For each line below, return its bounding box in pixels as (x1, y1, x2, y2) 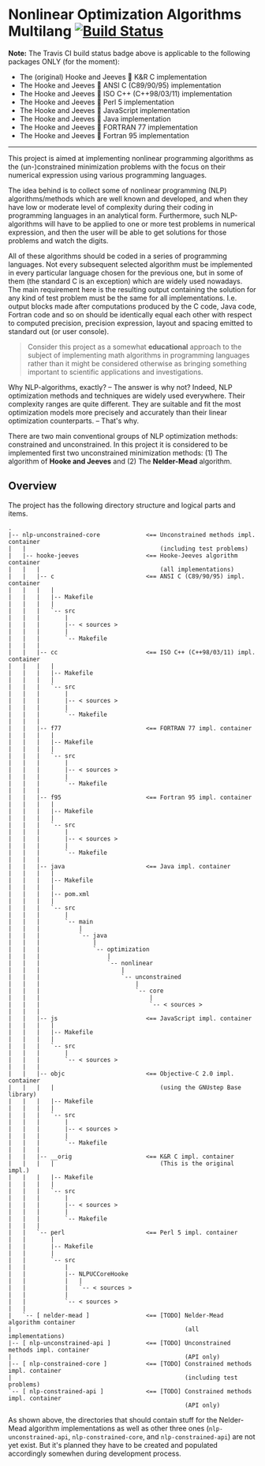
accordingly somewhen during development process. (8, 1449, 181, 1458)
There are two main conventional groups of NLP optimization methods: (8, 431, 238, 441)
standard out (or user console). (8, 326, 109, 336)
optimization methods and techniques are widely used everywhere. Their (8, 391, 246, 400)
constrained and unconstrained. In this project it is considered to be (8, 440, 229, 449)
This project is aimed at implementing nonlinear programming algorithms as (8, 153, 254, 163)
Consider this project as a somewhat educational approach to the (27, 342, 242, 351)
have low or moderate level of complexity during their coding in (8, 202, 215, 212)
